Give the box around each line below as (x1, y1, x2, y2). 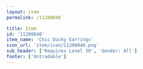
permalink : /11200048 (6, 15, 61, 21)
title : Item (6, 25, 37, 31)
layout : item (6, 8, 40, 15)
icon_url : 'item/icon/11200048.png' (6, 42, 99, 48)
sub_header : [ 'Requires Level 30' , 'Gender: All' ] (6, 48, 138, 54)
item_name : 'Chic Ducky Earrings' (6, 37, 94, 43)
